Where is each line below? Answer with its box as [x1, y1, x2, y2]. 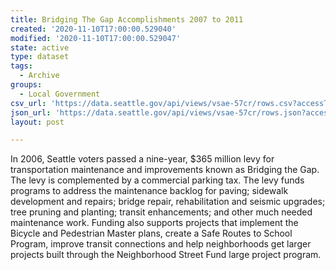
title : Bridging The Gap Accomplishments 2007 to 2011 [10, 14, 244, 25]
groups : [10, 80, 43, 90]
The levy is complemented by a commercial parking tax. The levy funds [10, 174, 305, 186]
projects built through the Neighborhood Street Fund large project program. [10, 249, 322, 261]
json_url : [10, 107, 52, 118]
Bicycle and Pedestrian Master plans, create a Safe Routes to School [10, 227, 293, 240]
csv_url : [10, 98, 47, 108]
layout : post [10, 117, 65, 127]
